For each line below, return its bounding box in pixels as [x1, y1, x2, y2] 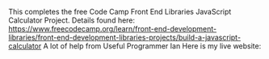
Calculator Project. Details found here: [8, 15, 136, 25]
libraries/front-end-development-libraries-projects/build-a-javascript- [8, 32, 241, 42]
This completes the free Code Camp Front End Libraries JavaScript [8, 7, 232, 16]
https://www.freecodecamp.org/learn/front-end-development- [8, 24, 216, 33]
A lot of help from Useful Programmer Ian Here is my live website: [43, 41, 262, 51]
